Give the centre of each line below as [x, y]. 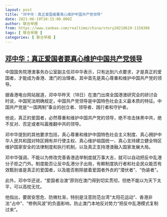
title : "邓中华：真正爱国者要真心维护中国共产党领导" [54, 14]
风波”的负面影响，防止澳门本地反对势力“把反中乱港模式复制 [98, 203]
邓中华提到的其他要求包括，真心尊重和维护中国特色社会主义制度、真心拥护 [81, 134]
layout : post [19, 10]
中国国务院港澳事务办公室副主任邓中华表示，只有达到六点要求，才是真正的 [81, 72]
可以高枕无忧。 [29, 186]
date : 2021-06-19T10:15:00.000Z [39, 19]
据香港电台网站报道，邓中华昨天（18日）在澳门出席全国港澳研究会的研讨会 [82, 94]
